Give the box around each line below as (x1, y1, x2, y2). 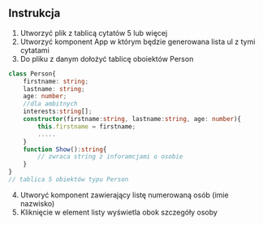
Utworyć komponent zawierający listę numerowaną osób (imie (19, 190, 229, 200)
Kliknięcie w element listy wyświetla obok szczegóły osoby (19, 207, 218, 217)
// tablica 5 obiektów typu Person (8, 175, 129, 184)
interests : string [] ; (23, 107, 93, 116)
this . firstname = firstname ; (37, 122, 136, 131)
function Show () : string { (23, 145, 107, 154)
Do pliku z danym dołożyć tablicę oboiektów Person (19, 54, 194, 63)
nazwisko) (19, 198, 55, 208)
